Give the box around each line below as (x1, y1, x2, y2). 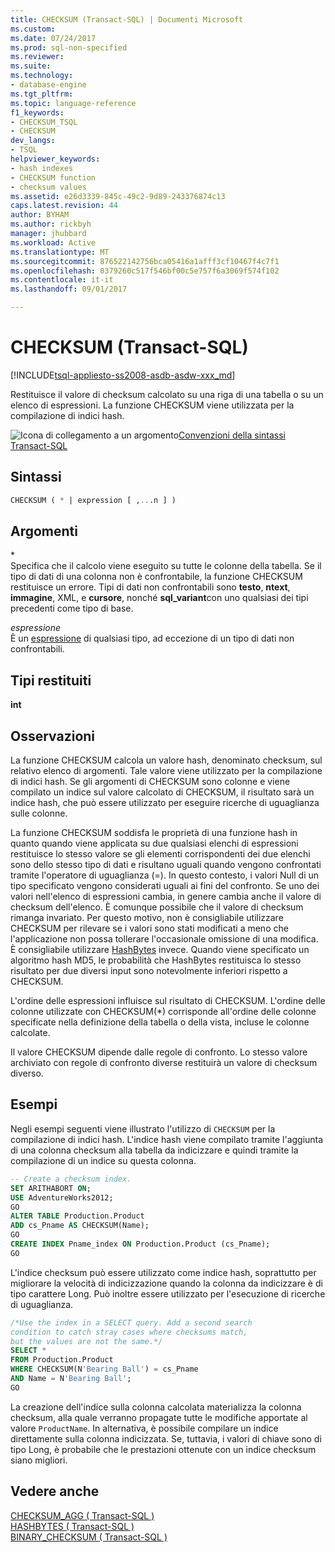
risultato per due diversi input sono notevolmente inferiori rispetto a (10, 965, 288, 977)
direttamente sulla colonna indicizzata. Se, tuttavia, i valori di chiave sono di (10, 1432, 322, 1445)
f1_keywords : (10, 107, 65, 118)
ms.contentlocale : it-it (10, 275, 114, 285)
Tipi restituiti (10, 672, 92, 689)
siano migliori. (10, 1454, 68, 1466)
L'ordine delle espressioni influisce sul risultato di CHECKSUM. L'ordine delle (10, 995, 326, 1007)
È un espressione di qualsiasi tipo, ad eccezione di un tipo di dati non (10, 632, 295, 645)
